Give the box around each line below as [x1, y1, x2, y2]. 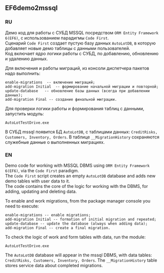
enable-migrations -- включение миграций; [5, 80, 95, 85]
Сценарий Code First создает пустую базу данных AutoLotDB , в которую [5, 40, 156, 46]
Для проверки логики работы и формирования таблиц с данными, [5, 105, 144, 112]
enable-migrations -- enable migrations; [5, 212, 91, 217]
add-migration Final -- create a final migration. [5, 225, 111, 230]
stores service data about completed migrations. [5, 262, 103, 268]
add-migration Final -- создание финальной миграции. [5, 97, 117, 102]
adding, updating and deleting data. [5, 188, 77, 194]
